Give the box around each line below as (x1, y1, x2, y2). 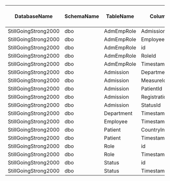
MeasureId (141, 77, 167, 84)
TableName (106, 13, 135, 20)
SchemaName (64, 13, 100, 20)
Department (104, 110, 133, 117)
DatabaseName (14, 13, 53, 20)
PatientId (141, 85, 162, 92)
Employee (104, 118, 128, 125)
